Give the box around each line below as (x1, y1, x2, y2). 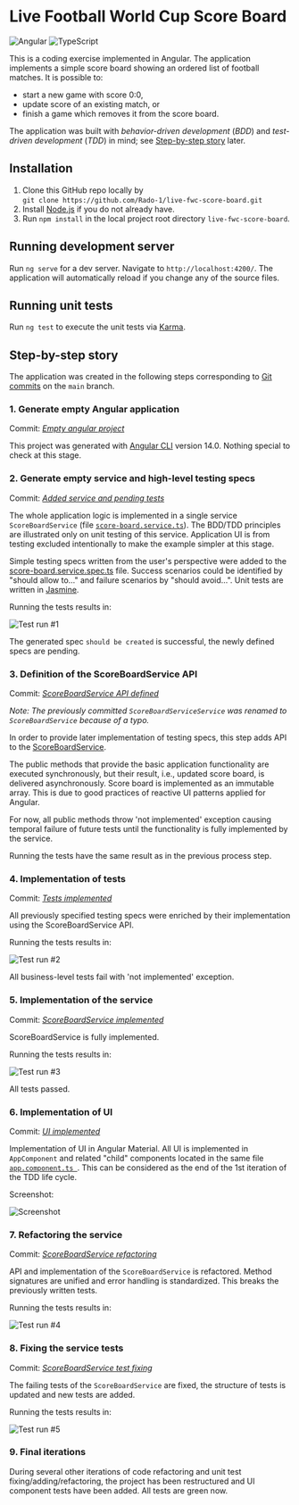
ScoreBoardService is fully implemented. (9, 1031, 160, 1042)
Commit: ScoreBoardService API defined (9, 688, 159, 699)
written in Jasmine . (9, 584, 79, 595)
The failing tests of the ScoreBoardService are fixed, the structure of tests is (9, 1379, 287, 1390)
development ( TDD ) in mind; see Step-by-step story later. (34, 135, 246, 146)
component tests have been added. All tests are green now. (9, 1484, 228, 1496)
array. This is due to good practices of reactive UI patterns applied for (9, 787, 266, 798)
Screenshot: (9, 1189, 54, 1200)
